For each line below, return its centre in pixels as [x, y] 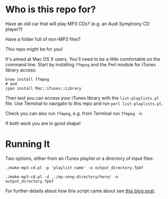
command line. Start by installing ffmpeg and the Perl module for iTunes [81, 64]
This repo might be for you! [34, 49]
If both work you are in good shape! [43, 123]
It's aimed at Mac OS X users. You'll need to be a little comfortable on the [83, 59]
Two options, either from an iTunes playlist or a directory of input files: [80, 158]
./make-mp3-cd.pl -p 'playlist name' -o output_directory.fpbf [74, 168]
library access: [21, 70]
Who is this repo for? [51, 10]
